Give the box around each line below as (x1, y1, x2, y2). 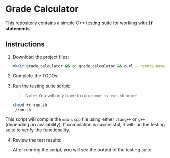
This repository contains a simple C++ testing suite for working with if (5, 20, 153, 26)
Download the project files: (12, 54, 70, 60)
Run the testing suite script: (12, 83, 70, 89)
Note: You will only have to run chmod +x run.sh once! (25, 92, 138, 98)
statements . (5, 25, 31, 31)
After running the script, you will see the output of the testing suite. (12, 147, 153, 153)
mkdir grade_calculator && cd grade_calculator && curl (12, 63, 133, 69)
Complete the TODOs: (12, 72, 59, 79)
